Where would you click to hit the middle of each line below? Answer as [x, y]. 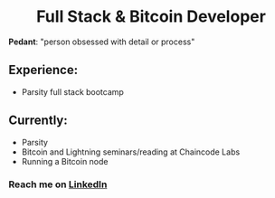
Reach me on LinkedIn [58, 184]
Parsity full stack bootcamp [72, 91]
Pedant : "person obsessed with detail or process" [102, 42]
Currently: [38, 121]
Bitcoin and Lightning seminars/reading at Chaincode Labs [131, 152]
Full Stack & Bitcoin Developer [151, 17]
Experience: [43, 70]
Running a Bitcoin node [65, 161]
